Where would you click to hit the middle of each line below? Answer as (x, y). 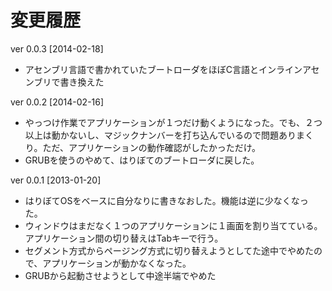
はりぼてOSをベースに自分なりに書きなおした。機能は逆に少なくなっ (166, 200)
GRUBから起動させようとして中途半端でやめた (120, 275)
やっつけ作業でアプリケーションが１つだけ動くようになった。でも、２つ (173, 122)
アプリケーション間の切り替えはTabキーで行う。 (124, 238)
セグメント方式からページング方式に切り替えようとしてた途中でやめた (169, 250)
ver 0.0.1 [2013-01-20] (56, 180)
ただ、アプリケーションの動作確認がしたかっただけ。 (152, 147)
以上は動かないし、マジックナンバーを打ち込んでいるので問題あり (160, 135)
